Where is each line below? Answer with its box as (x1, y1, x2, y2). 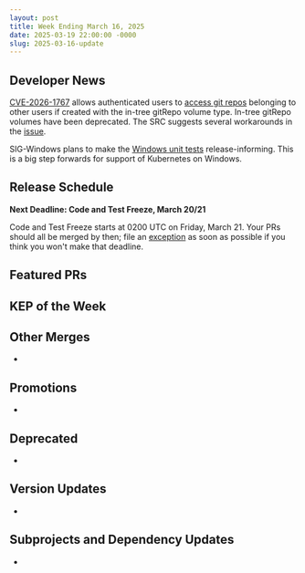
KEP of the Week (9, 298, 107, 314)
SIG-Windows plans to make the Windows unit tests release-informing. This (9, 143, 294, 155)
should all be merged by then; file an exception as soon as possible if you (9, 231, 286, 242)
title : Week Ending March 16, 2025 (9, 22, 145, 31)
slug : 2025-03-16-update (9, 38, 104, 48)
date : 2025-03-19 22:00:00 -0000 (9, 30, 137, 39)
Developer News (9, 72, 106, 88)
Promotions (9, 380, 78, 395)
